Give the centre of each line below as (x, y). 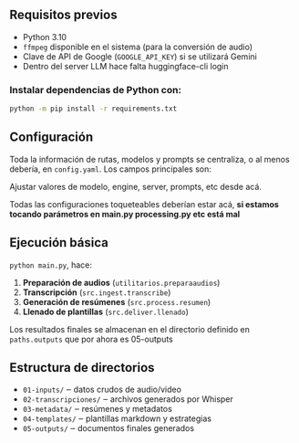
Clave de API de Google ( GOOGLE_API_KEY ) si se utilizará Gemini (139, 56)
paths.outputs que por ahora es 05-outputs (91, 339)
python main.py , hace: (51, 265)
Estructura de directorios (82, 368)
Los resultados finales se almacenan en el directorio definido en (130, 329)
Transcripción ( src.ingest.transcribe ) (97, 292)
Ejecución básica (59, 243)
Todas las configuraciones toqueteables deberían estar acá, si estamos (144, 204)
